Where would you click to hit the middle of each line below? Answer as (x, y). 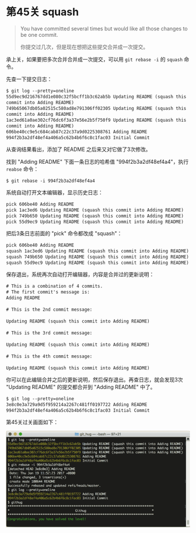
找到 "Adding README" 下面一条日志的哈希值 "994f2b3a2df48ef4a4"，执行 (97, 161)
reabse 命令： (22, 169)
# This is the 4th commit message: (49, 356)
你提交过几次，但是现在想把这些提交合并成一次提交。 (84, 47)
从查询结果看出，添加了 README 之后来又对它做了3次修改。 (78, 149)
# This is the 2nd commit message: (49, 310)
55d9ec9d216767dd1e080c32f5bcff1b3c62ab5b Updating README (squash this (96, 97)
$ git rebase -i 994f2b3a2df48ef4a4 (50, 181)
